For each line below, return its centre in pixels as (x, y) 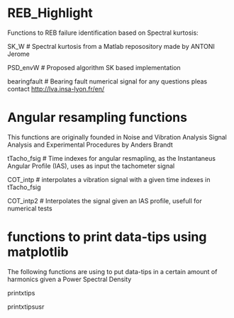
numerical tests (30, 208)
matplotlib (38, 252)
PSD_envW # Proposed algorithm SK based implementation (94, 67)
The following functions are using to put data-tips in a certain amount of (112, 271)
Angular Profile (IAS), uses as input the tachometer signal (91, 166)
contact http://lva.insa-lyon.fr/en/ (56, 89)
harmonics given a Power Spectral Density (69, 279)
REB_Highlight (50, 13)
